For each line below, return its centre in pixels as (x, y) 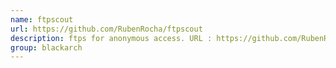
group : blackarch (46, 47)
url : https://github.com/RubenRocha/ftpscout (106, 29)
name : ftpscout (42, 19)
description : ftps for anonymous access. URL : (111, 38)
